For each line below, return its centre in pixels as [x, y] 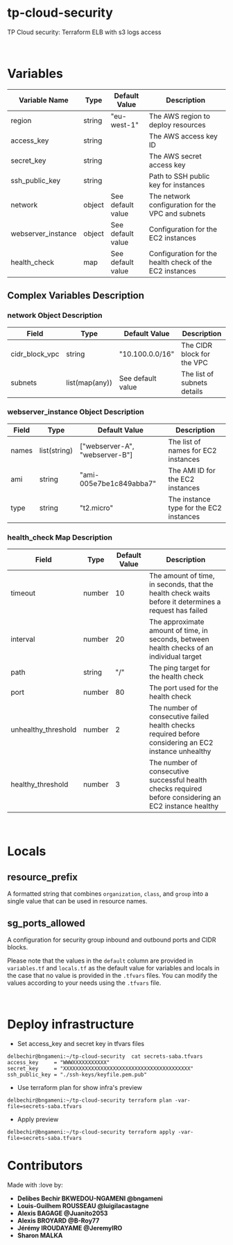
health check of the [181, 262]
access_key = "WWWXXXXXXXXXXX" [59, 1062]
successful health [178, 780]
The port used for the [183, 688]
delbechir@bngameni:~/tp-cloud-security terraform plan [89, 1100]
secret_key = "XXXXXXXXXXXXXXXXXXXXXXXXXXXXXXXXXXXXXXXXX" [101, 1068]
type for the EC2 [195, 508]
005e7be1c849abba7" [118, 483]
